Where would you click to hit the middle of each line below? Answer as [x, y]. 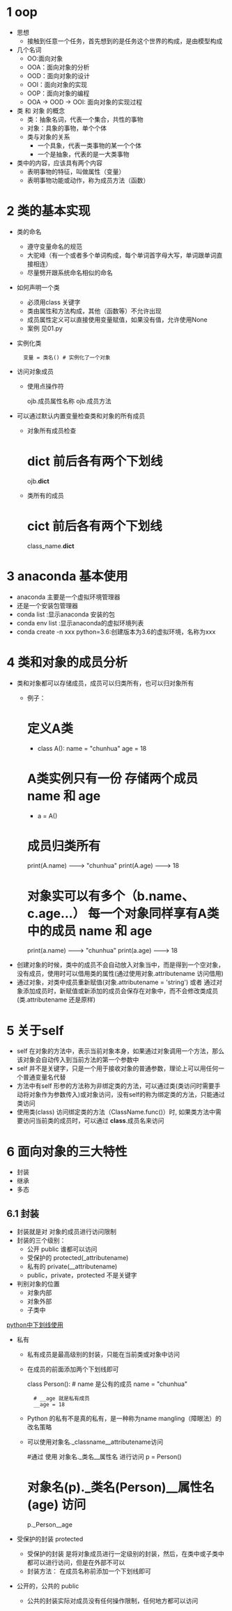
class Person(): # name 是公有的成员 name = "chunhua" [107, 1384]
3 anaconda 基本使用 [67, 576]
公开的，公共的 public [48, 1586]
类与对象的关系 [48, 137]
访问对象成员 [35, 371]
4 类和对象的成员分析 [67, 662]
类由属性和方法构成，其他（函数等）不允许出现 [94, 311]
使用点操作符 [45, 386]
